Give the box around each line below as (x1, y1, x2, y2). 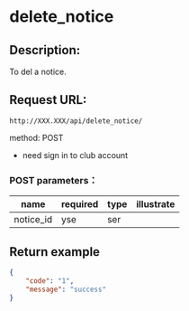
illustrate (136, 198, 175, 211)
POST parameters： (9, 174, 98, 186)
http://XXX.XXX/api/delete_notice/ (9, 116, 143, 126)
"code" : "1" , (25, 276, 75, 286)
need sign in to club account (22, 149, 129, 160)
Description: (9, 42, 81, 58)
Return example (9, 244, 101, 259)
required (61, 198, 99, 211)
